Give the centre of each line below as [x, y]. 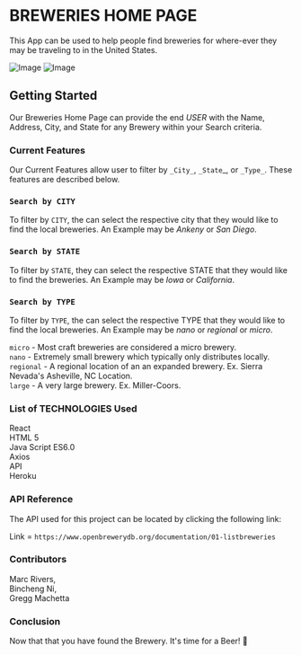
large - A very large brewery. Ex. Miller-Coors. [95, 385]
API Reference [41, 500]
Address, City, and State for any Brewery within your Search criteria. [136, 127]
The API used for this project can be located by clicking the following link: [146, 518]
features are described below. [65, 180]
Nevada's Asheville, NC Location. [71, 376]
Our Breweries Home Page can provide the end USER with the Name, [137, 117]
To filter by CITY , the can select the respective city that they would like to [144, 220]
